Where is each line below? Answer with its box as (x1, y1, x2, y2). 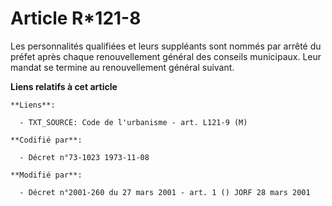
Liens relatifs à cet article (10, 80, 118, 92)
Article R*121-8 (10, 7, 142, 30)
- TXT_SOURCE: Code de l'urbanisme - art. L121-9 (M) (19, 117, 248, 127)
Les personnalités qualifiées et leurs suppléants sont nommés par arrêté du (10, 40, 322, 52)
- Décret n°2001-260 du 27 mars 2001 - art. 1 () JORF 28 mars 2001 (19, 187, 311, 197)
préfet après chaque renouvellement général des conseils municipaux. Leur (10, 50, 322, 62)
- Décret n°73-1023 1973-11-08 (19, 152, 150, 162)
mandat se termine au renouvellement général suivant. (10, 61, 235, 73)
